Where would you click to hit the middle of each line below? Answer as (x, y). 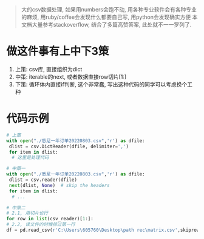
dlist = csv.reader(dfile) (43, 180)
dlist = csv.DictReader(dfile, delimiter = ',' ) (69, 146)
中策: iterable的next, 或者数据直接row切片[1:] (71, 77)
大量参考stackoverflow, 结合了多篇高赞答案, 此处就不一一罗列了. (112, 25)
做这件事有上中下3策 (58, 51)
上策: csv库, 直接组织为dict (49, 69)
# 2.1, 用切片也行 (27, 213)
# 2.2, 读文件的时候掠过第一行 (41, 224)
